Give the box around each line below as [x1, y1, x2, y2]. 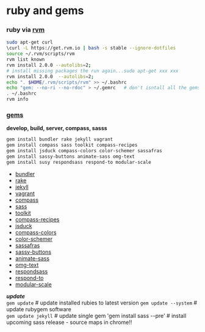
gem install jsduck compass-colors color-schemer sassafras [6, 148, 163, 154]
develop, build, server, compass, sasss [6, 125, 108, 132]
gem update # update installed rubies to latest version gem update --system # [6, 299, 197, 306]
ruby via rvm [6, 26, 45, 34]
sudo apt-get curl [6, 39, 53, 46]
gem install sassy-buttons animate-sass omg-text [6, 153, 135, 160]
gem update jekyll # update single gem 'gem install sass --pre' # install [6, 312, 187, 319]
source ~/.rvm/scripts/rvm [6, 51, 75, 57]
